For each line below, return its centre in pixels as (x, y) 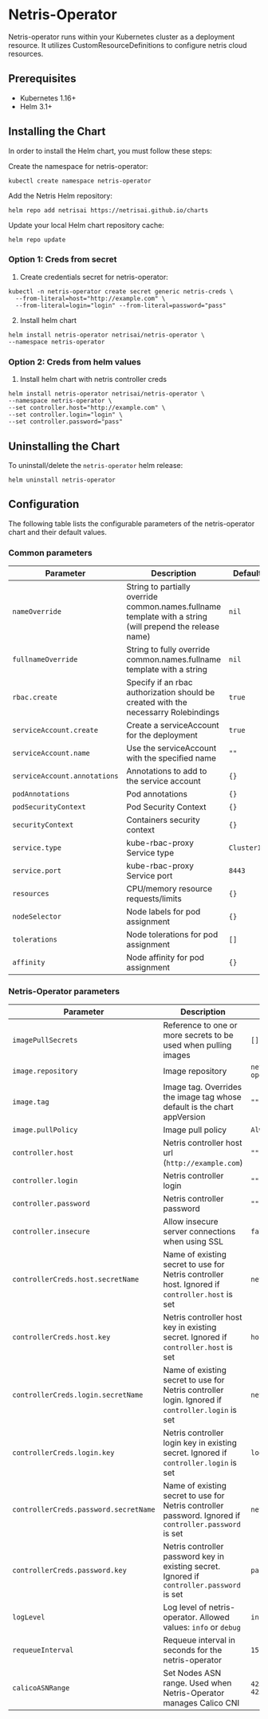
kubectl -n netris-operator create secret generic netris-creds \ (121, 291)
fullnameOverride (45, 660)
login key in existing (200, 1443)
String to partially (159, 587)
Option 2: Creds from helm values (75, 362)
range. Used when (197, 1683)
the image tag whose (202, 1097)
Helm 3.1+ (36, 106)
